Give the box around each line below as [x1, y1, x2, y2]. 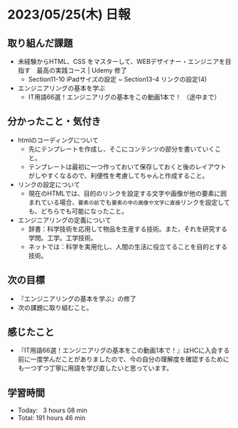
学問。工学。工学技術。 [28, 233, 97, 242]
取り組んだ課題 [7, 37, 73, 49]
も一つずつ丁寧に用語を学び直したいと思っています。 [17, 364, 173, 373]
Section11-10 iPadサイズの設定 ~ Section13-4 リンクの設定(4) [28, 75, 207, 83]
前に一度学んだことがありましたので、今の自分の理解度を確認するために [17, 355, 229, 363]
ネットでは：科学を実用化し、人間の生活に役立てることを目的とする [28, 242, 228, 251]
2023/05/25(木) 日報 [7, 6, 131, 23]
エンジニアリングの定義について [17, 215, 112, 224]
